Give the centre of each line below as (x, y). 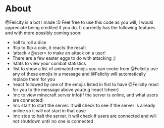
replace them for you (34, 79)
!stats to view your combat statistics (49, 63)
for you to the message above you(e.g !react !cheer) (65, 89)
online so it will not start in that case (49, 110)
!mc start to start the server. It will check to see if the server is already (84, 105)
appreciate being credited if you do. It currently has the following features (80, 27)
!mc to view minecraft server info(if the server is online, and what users (85, 95)
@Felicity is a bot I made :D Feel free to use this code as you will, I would (79, 22)
